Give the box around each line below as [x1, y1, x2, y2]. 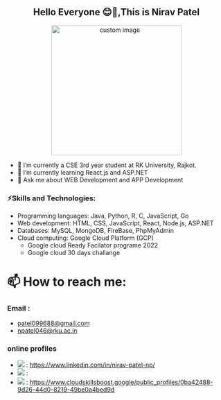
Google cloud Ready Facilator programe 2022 [27, 241, 158, 249]
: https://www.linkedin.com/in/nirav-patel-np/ [26, 360, 156, 369]
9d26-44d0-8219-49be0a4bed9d [17, 385, 115, 394]
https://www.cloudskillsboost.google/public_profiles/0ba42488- [29, 378, 213, 386]
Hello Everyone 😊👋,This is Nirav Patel [33, 6, 200, 18]
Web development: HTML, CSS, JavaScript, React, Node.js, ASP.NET [17, 218, 214, 227]
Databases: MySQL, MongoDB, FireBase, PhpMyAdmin [17, 226, 175, 234]
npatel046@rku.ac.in [17, 327, 78, 335]
